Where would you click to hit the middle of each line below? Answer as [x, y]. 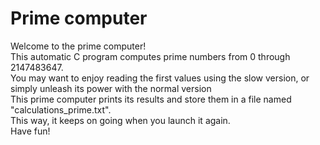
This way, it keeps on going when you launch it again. [120, 120]
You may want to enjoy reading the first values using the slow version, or [160, 78]
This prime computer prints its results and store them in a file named [151, 99]
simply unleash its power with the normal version [111, 88]
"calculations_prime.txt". [61, 109]
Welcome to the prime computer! [78, 46]
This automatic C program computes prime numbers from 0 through [150, 56]
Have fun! [30, 131]
